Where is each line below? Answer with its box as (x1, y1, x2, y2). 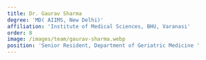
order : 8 (7, 29, 33, 37)
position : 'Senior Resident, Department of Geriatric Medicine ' (7, 42, 200, 49)
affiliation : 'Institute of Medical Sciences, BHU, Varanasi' (7, 23, 191, 30)
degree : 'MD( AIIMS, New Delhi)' (7, 17, 104, 23)
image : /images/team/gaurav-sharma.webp (7, 36, 126, 43)
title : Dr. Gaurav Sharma (7, 10, 82, 17)
